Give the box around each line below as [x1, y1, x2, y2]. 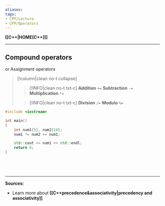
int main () [5, 118, 27, 123]
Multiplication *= [29, 90, 64, 96]
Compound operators [5, 53, 72, 61]
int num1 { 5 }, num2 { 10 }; [14, 127, 63, 132]
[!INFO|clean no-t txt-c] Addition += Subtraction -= [29, 85, 134, 91]
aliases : [5, 7, 23, 12]
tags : [5, 12, 16, 17]
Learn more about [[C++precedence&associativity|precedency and [12, 190, 153, 196]
